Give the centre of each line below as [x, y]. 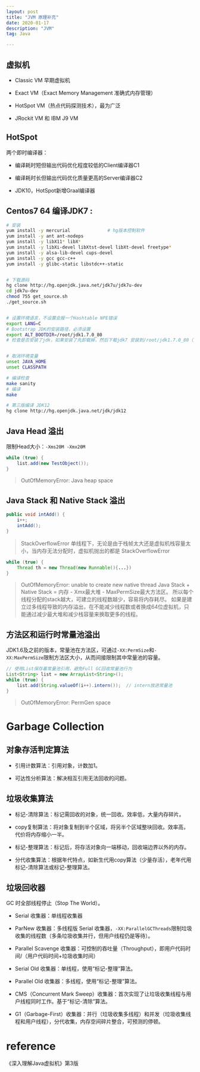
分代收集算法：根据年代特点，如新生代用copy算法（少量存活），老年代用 [103, 860]
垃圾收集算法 [30, 799]
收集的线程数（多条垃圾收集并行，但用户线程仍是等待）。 [84, 936]
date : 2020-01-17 [28, 23]
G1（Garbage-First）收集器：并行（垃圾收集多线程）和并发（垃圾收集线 [103, 1014]
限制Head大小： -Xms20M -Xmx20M [46, 447]
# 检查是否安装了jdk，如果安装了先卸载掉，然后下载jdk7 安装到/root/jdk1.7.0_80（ [100, 340]
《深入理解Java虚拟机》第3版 [42, 1063]
